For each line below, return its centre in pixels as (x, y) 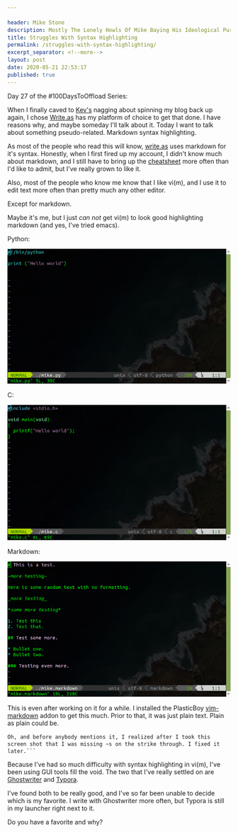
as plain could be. (33, 723)
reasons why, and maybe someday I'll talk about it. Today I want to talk (110, 125)
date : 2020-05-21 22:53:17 (47, 67)
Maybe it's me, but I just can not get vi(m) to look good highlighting (105, 217)
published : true (31, 75)
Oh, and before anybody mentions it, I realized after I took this (109, 737)
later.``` (22, 751)
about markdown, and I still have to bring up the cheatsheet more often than (118, 161)
